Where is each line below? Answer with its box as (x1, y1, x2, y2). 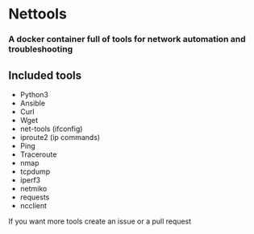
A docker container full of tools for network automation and (8, 34, 246, 45)
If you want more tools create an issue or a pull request (8, 216, 192, 226)
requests (19, 192, 50, 202)
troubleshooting (8, 43, 73, 55)
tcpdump (19, 166, 51, 176)
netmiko (19, 183, 48, 193)
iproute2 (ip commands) (19, 132, 101, 142)
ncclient (19, 200, 47, 210)
